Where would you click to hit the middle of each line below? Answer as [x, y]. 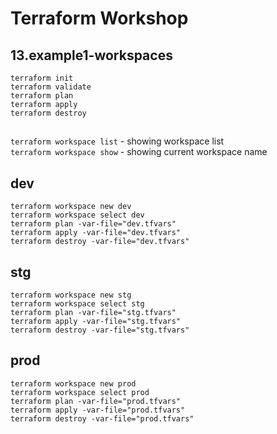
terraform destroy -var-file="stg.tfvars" [100, 330]
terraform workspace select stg [77, 304]
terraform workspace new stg [71, 295]
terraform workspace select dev [77, 215]
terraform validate [51, 87]
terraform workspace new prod [73, 383]
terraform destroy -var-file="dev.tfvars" [100, 242]
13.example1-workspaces [91, 55]
